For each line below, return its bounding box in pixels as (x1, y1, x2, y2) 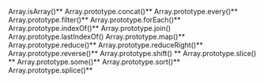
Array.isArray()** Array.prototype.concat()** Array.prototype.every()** (8, 7, 239, 16)
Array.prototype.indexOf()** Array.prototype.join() (8, 24, 172, 32)
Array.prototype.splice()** (8, 66, 93, 74)
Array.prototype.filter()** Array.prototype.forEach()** (8, 15, 182, 25)
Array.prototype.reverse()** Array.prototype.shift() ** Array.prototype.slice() (8, 49, 257, 58)
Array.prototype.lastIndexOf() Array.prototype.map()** (8, 32, 186, 41)
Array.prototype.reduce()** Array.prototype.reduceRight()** (8, 40, 204, 50)
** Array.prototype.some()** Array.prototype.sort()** (8, 57, 180, 66)
